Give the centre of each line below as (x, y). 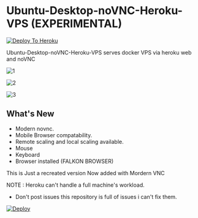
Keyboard (28, 154)
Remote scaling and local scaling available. (69, 141)
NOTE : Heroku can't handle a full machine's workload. (76, 185)
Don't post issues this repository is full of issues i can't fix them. (96, 197)
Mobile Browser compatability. (54, 135)
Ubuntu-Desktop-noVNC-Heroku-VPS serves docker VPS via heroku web (99, 52)
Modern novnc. (34, 129)
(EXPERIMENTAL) (77, 24)
